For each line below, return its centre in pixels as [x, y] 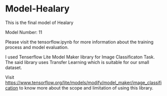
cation [12, 87]
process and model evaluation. [37, 47]
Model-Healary [37, 9]
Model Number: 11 [24, 32]
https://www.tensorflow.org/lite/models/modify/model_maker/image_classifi [83, 82]
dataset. [14, 67]
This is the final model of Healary [39, 22]
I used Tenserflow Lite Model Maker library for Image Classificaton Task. [80, 57]
